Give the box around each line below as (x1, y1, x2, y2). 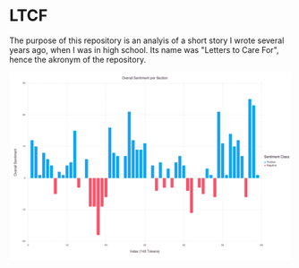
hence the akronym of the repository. (9, 54, 146, 65)
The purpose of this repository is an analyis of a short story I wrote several (9, 35, 285, 46)
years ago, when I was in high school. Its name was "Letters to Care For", (9, 44, 279, 55)
